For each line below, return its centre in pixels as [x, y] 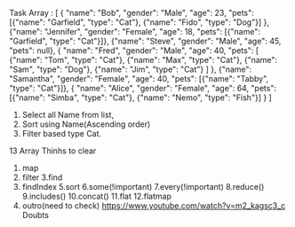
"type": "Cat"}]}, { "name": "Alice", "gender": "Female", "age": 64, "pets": [143, 88]
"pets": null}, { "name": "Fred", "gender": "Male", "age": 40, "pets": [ [134, 51]
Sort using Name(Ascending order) [86, 124]
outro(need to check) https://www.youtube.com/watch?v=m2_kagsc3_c [154, 206]
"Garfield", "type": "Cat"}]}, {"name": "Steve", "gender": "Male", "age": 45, [145, 41]
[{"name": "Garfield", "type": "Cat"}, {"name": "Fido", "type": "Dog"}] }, [139, 22]
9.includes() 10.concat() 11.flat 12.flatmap [96, 196]
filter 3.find [42, 177]
